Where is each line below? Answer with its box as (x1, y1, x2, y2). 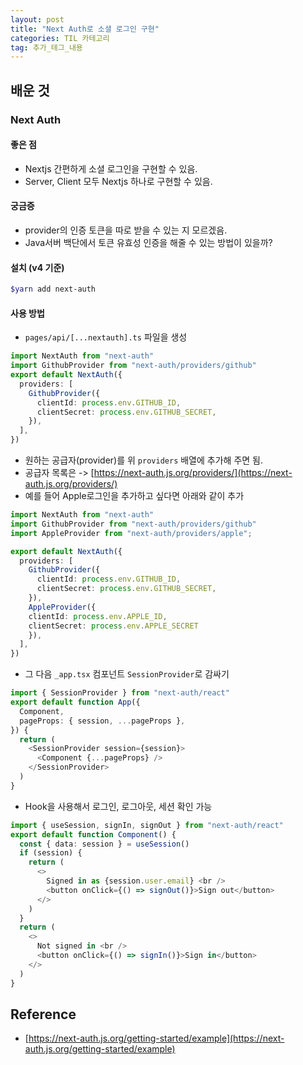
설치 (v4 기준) (10, 261, 65, 273)
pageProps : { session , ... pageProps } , (19, 716, 186, 726)
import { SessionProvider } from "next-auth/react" (10, 688, 230, 698)
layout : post (10, 14, 65, 25)
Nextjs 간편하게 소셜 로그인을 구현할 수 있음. (24, 162, 198, 175)
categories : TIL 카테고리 (10, 33, 110, 43)
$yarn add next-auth (10, 284, 97, 295)
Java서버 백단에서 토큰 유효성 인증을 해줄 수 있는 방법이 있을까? (24, 236, 273, 248)
